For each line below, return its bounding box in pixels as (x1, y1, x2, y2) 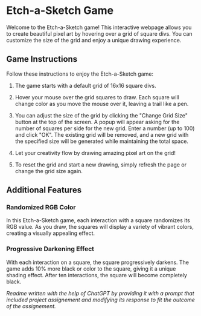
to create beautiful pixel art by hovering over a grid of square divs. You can (6, 30, 193, 37)
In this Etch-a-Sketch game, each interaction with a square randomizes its (6, 217, 190, 224)
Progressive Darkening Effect (6, 245, 95, 253)
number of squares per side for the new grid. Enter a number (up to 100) (14, 125, 195, 132)
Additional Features (6, 185, 82, 196)
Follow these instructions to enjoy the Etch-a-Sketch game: (6, 70, 154, 77)
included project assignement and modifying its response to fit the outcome (6, 296, 195, 303)
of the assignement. (6, 302, 56, 309)
